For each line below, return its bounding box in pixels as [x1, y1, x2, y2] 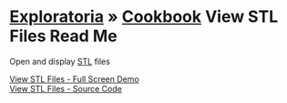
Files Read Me [9, 26, 118, 46]
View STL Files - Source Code [9, 83, 123, 94]
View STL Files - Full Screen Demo [9, 73, 139, 84]
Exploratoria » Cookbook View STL [9, 6, 279, 27]
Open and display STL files [9, 56, 111, 67]
